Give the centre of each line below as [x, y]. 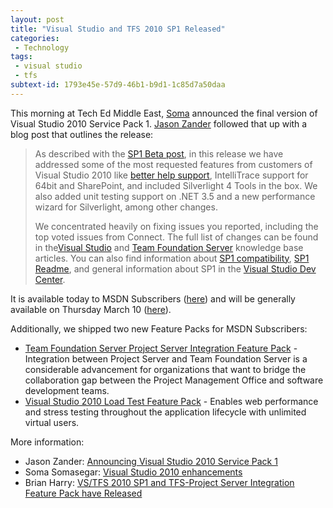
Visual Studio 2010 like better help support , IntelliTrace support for [171, 175]
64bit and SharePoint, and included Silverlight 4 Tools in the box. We [176, 185]
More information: [47, 442]
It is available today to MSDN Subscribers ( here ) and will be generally [153, 298]
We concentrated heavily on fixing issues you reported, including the [176, 226]
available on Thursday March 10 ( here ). [91, 309]
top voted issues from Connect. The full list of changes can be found [176, 237]
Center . [50, 279]
